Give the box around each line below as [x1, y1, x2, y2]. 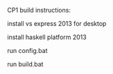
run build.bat [7, 60, 44, 68]
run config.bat [7, 47, 48, 54]
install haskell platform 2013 [7, 33, 87, 41]
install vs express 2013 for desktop [7, 20, 107, 27]
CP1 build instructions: [7, 6, 71, 14]
